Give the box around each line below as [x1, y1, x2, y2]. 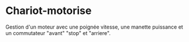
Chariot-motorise [5, 4, 92, 17]
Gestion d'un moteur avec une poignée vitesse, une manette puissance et [5, 23, 184, 30]
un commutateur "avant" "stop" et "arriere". [5, 29, 111, 36]
